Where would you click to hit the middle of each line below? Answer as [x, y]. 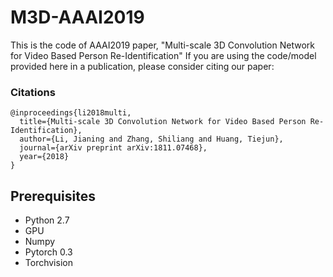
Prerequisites [53, 196]
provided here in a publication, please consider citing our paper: [142, 66]
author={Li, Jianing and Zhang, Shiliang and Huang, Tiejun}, [151, 139]
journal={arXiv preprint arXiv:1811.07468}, [113, 148]
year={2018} [44, 157]
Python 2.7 [47, 220]
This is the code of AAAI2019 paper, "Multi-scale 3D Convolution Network [162, 45]
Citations [33, 92]
